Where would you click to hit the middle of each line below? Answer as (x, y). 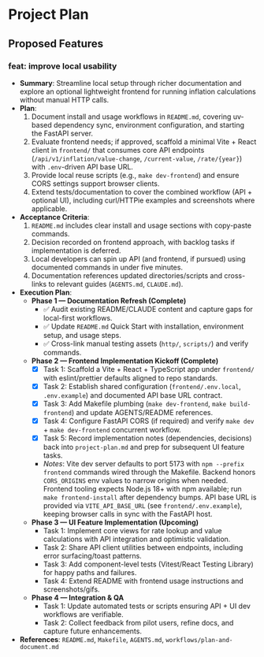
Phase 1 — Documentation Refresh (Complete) (109, 300)
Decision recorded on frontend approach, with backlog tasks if (133, 242)
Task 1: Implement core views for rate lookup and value (132, 531)
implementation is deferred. (76, 251)
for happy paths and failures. (90, 573)
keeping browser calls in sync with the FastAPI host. (128, 514)
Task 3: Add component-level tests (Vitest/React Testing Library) (148, 564)
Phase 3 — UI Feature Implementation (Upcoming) (115, 522)
